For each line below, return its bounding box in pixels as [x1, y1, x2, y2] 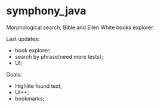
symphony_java [6, 4, 87, 18]
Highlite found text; [14, 82, 63, 90]
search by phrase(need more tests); [14, 53, 103, 60]
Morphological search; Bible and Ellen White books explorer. [6, 24, 155, 31]
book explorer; [14, 46, 51, 54]
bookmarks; [14, 95, 45, 102]
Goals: [6, 71, 22, 78]
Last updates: [6, 35, 40, 42]
